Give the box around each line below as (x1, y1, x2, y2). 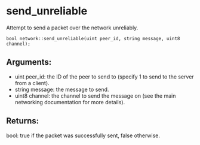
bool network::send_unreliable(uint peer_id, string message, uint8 (6, 35, 180, 41)
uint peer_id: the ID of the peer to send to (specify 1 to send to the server (14, 73, 194, 80)
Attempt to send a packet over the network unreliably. (6, 24, 139, 31)
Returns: (6, 116, 39, 126)
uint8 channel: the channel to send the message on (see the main (14, 92, 176, 99)
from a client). (14, 79, 50, 86)
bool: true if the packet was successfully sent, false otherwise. (6, 132, 160, 139)
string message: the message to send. (14, 86, 109, 93)
